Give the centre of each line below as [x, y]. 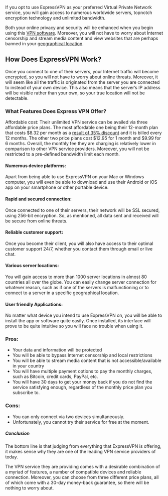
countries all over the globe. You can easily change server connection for [81, 282]
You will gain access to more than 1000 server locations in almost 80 [76, 277]
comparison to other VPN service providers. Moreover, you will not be [77, 149]
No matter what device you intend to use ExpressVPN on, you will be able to [84, 315]
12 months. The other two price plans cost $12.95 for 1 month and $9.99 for [83, 138]
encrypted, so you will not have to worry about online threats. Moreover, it [81, 77]
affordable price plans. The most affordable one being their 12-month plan [82, 128]
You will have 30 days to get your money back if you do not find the [82, 382]
